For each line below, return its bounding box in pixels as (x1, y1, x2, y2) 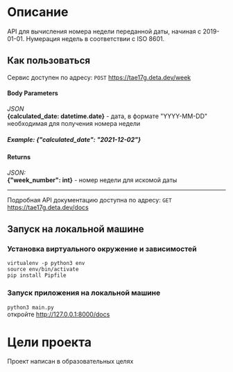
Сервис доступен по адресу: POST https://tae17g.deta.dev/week (7, 73, 191, 81)
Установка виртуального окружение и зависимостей (7, 244, 197, 254)
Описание (7, 4, 69, 20)
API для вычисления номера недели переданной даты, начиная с (7, 27, 202, 35)
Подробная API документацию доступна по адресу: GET (7, 195, 172, 204)
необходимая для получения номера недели (7, 119, 141, 127)
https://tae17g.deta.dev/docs (7, 203, 89, 211)
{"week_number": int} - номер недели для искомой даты (7, 175, 178, 184)
